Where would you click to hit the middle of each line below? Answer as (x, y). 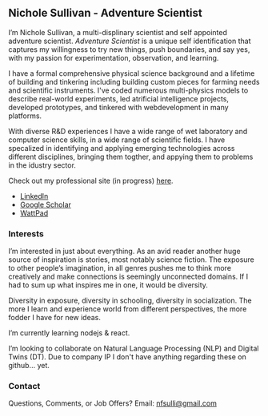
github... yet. (29, 366)
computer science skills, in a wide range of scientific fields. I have (117, 140)
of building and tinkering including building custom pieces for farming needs (134, 81)
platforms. (25, 116)
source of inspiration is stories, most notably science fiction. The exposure (131, 260)
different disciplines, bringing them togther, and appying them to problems (131, 156)
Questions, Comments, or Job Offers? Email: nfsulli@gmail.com (113, 403)
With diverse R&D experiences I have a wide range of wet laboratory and (128, 131)
